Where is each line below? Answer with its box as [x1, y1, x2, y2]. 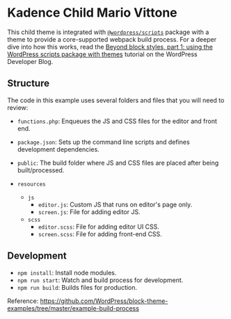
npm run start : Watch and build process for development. [17, 276, 184, 284]
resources [17, 181, 47, 188]
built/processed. [17, 165, 65, 174]
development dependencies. [17, 145, 99, 154]
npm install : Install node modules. [17, 268, 117, 277]
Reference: [7, 297, 39, 305]
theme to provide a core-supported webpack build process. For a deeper [7, 35, 217, 43]
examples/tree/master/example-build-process [7, 304, 139, 312]
